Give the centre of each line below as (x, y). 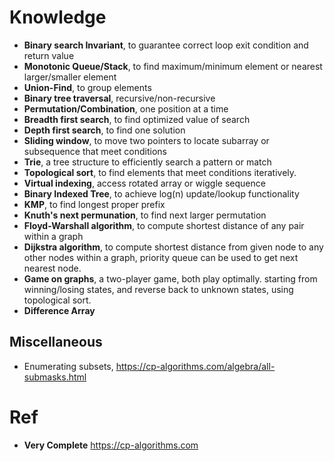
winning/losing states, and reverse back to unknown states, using (158, 289)
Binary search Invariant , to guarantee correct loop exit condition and (166, 45)
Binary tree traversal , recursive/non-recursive (119, 98)
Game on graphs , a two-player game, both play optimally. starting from (170, 278)
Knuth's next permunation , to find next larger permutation (145, 215)
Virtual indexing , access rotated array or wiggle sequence (144, 183)
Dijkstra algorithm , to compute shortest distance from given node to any (173, 247)
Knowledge (58, 17)
